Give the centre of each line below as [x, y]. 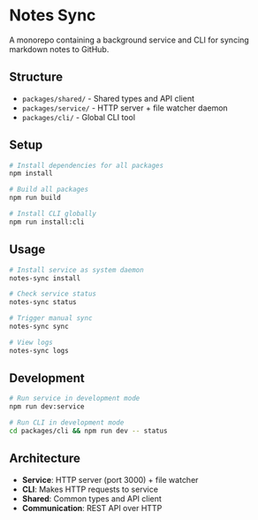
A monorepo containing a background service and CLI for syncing [129, 40]
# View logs [31, 342]
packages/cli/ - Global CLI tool [78, 117]
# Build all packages [49, 190]
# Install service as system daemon [76, 270]
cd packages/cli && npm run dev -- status [88, 431]
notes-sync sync [39, 326]
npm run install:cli [47, 222]
